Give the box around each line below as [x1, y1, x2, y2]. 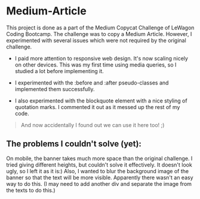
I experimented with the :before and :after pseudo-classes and [14, 79, 169, 86]
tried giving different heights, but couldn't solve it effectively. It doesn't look [6, 161, 192, 168]
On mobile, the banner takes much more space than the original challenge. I [6, 155, 193, 162]
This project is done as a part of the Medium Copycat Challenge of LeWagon [6, 24, 195, 31]
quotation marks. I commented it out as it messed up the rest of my [14, 103, 180, 110]
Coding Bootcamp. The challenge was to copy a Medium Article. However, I [6, 30, 192, 37]
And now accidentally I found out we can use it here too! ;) [20, 121, 165, 128]
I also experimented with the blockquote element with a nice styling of [14, 97, 187, 104]
